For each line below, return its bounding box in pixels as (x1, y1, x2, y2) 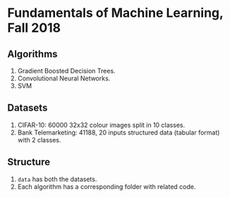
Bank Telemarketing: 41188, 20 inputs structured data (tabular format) (17, 128, 220, 137)
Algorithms (7, 48, 58, 60)
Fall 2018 (7, 20, 61, 36)
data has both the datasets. (17, 175, 97, 183)
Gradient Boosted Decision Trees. (17, 67, 116, 75)
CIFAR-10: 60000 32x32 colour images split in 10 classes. (17, 120, 186, 129)
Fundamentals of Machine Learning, (7, 5, 224, 21)
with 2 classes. (17, 135, 61, 144)
